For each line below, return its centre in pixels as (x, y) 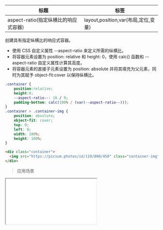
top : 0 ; (21, 125)
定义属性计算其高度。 (63, 63)
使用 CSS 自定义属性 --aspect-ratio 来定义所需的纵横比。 (69, 50)
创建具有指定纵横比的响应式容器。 (39, 40)
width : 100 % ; (27, 134)
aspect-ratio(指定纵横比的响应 (42, 20)
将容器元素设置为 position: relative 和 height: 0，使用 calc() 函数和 (78, 57)
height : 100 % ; (28, 138)
